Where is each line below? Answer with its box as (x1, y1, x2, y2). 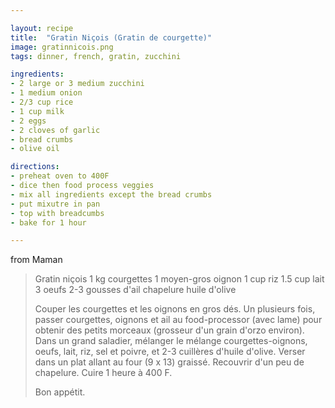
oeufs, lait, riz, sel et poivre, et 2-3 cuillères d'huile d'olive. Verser (34, 346, 306, 358)
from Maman (10, 254, 63, 266)
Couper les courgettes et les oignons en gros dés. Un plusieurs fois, (34, 303, 316, 315)
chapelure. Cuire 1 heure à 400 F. (34, 367, 173, 379)
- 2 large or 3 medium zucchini (10, 79, 145, 89)
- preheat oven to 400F (10, 171, 110, 181)
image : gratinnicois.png (10, 42, 114, 52)
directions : (10, 162, 60, 172)
